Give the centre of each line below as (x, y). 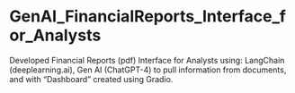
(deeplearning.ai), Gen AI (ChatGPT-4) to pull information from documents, (148, 70)
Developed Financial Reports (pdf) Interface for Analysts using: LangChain (147, 60)
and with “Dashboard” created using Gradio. (91, 79)
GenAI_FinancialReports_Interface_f (147, 17)
